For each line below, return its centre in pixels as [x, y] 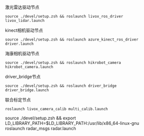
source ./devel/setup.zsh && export [41, 118]
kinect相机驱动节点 [24, 30]
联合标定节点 [18, 100]
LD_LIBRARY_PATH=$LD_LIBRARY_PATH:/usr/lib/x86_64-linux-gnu [72, 123]
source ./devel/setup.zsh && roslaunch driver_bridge [61, 86]
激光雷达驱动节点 [22, 7]
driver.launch [20, 44]
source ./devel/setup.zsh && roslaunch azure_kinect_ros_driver [72, 39]
